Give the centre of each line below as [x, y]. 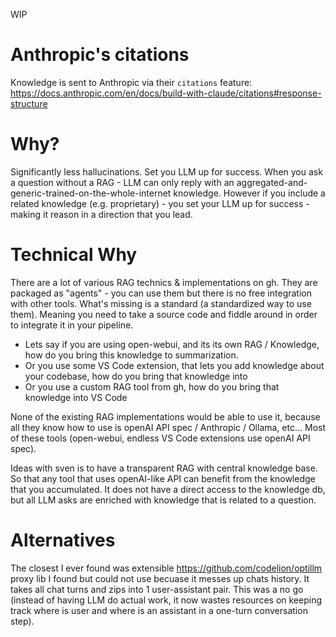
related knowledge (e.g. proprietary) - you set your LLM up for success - [160, 203]
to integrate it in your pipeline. [72, 325]
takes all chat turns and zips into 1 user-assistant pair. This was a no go [157, 589]
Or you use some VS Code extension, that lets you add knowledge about [174, 365]
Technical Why [74, 255]
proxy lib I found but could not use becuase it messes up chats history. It [160, 578]
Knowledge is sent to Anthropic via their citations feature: [131, 82]
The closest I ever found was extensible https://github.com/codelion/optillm [166, 568]
